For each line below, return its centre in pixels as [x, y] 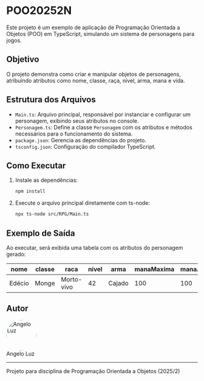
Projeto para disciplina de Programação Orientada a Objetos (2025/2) [93, 371]
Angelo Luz [21, 354]
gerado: [16, 254]
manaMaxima [155, 269]
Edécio [19, 283]
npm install [30, 191]
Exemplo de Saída [41, 233]
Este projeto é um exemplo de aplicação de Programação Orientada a [93, 27]
